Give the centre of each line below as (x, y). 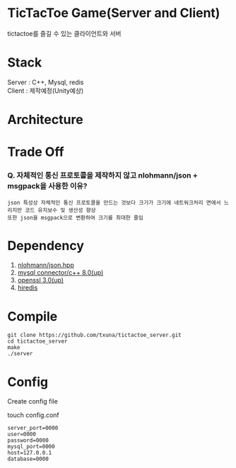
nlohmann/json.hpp (46, 265)
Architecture (45, 120)
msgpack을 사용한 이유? (47, 186)
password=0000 (28, 440)
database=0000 (28, 459)
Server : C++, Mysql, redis (46, 82)
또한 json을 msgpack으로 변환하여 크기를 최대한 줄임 (75, 217)
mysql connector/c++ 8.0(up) (60, 273)
